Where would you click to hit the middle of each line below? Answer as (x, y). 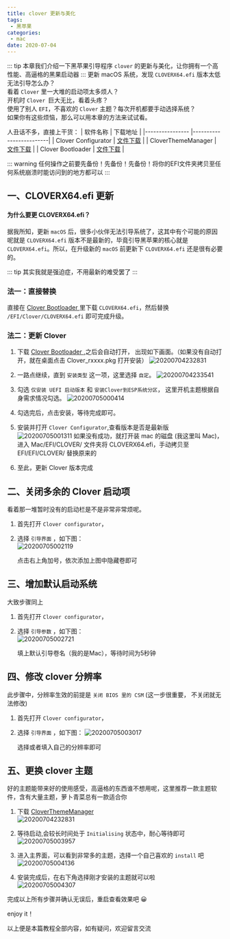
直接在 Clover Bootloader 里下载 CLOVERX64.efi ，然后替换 (88, 307)
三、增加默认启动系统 (52, 584)
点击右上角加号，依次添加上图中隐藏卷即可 (77, 560)
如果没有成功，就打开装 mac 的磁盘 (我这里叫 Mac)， (148, 436)
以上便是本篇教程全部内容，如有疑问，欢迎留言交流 (79, 929)
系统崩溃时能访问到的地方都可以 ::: (62, 172)
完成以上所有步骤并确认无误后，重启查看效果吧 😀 (77, 899)
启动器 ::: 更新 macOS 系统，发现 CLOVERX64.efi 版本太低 (141, 74)
